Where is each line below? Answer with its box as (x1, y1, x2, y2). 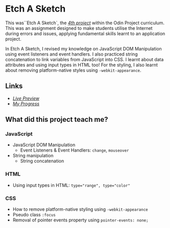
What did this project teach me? (5, 115, 108, 124)
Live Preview (12, 95, 40, 101)
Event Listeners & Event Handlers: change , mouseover (20, 147, 129, 153)
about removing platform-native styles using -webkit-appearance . (5, 67, 142, 73)
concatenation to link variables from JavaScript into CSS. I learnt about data (5, 56, 164, 62)
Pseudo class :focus (12, 212, 56, 218)
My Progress (12, 101, 40, 107)
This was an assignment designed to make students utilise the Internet (5, 25, 153, 31)
